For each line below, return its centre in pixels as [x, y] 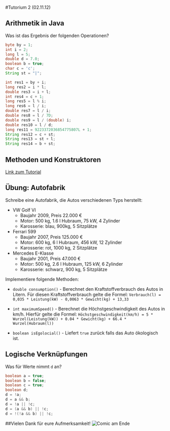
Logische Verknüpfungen [46, 355]
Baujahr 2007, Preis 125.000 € [52, 237]
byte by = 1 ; [19, 45]
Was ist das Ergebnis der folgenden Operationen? [57, 36]
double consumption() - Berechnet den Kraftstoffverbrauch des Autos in [88, 289]
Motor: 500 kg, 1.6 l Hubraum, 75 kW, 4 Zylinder [70, 221]
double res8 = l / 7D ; [29, 116]
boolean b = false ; [26, 381]
